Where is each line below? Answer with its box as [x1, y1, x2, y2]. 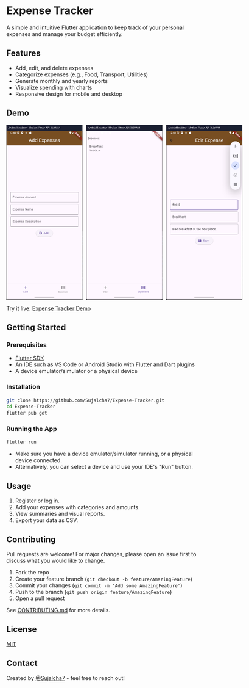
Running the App [6, 425, 57, 433]
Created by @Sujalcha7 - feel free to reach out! [6, 674, 125, 681]
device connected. [15, 457, 62, 464]
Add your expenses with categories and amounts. [15, 504, 140, 511]
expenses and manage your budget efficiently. [6, 30, 123, 37]
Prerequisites [6, 340, 47, 349]
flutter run [6, 439, 37, 446]
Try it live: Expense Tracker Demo [6, 305, 91, 312]
